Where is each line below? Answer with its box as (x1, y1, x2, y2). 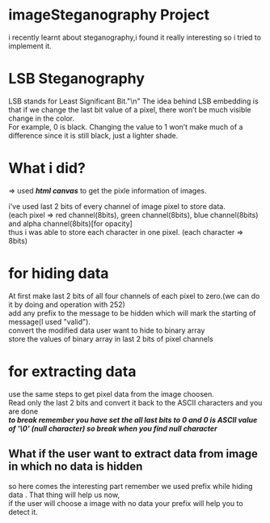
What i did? (8, 159, 86, 177)
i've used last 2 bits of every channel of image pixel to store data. (8, 201, 226, 211)
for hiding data (8, 265, 109, 283)
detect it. (8, 507, 38, 517)
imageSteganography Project (8, 6, 210, 24)
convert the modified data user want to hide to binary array (8, 325, 205, 335)
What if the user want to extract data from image (8, 447, 259, 461)
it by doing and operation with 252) (8, 300, 125, 309)
